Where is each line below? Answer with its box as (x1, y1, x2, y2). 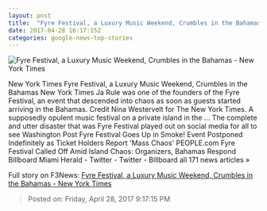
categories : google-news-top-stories (8, 33, 133, 42)
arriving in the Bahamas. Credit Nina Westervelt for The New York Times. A (8, 105, 254, 114)
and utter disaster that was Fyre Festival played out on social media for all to (8, 121, 257, 131)
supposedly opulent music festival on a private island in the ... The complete (8, 113, 257, 123)
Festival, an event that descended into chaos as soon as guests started (8, 96, 241, 105)
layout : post (8, 11, 52, 20)
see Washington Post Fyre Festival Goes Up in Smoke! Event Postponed (8, 130, 243, 140)
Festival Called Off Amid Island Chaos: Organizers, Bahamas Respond (8, 147, 237, 156)
